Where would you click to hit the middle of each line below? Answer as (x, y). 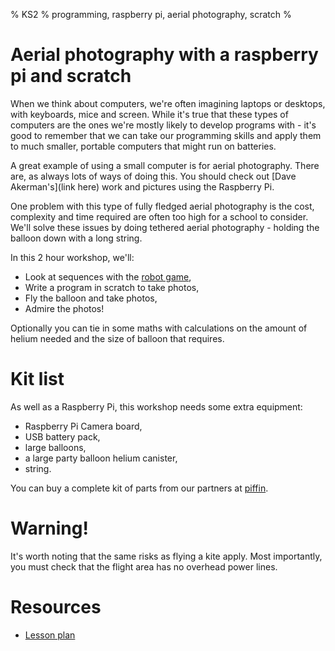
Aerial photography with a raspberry (164, 55)
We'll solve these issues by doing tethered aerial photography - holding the (165, 227)
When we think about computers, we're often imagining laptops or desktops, (168, 103)
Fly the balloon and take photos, (91, 298)
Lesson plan (50, 635)
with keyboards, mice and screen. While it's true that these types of (149, 114)
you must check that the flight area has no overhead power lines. (144, 566)
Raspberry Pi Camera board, (83, 426)
